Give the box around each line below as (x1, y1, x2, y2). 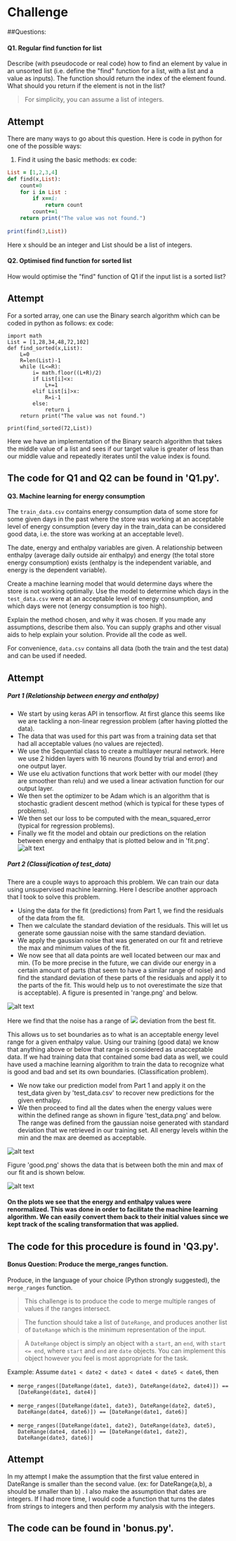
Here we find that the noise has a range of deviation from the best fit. (7, 1017, 216, 1025)
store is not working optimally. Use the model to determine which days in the (7, 587, 229, 595)
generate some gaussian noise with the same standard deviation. (17, 929, 206, 937)
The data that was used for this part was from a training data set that (17, 732, 216, 740)
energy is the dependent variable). (7, 566, 107, 574)
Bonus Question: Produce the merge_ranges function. (7, 1260, 169, 1269)
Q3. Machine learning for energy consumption (7, 491, 145, 500)
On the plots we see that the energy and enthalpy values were (7, 1198, 192, 1206)
